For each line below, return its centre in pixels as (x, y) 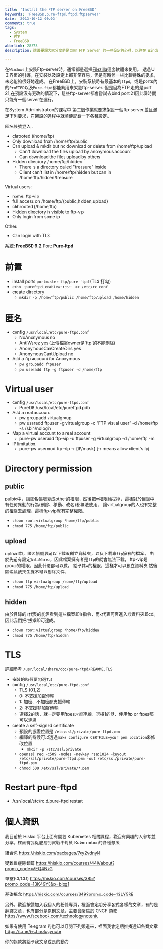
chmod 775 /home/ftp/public (40, 526)
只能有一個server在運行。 (31, 99)
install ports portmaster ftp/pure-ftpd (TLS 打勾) (61, 281)
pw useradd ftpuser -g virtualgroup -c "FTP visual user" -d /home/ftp (89, 423)
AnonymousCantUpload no (46, 354)
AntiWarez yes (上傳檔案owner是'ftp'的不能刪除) (67, 343)
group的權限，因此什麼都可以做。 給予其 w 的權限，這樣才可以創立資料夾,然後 (81, 566)
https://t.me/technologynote (33, 931)
